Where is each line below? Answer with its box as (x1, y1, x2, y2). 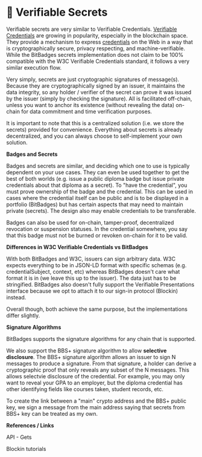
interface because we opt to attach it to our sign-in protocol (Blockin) (6, 287, 178, 294)
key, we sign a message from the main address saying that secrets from (6, 403, 185, 410)
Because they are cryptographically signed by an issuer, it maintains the (6, 82, 185, 89)
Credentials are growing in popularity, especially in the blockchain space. (6, 31, 188, 39)
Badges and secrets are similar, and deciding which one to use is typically (6, 162, 190, 169)
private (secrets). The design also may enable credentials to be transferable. (6, 207, 196, 214)
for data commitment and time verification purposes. (21, 108, 153, 115)
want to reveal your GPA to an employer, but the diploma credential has (6, 379, 183, 386)
